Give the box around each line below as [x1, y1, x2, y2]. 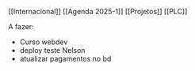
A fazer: [8, 22, 34, 31]
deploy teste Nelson [19, 46, 86, 54]
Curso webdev [19, 37, 68, 47]
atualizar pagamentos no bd [19, 54, 112, 63]
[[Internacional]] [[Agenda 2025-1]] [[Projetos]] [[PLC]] [8, 7, 188, 16]
